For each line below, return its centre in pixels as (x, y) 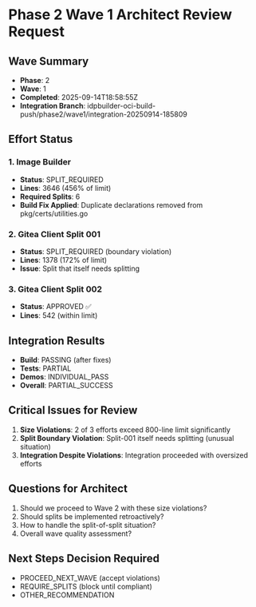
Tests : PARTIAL (45, 368)
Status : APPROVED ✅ (55, 307)
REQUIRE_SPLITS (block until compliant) (86, 586)
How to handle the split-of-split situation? (88, 525)
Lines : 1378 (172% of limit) (63, 260)
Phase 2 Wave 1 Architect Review (120, 15)
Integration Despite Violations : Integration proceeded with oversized (134, 455)
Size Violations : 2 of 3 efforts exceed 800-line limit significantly (125, 430)
